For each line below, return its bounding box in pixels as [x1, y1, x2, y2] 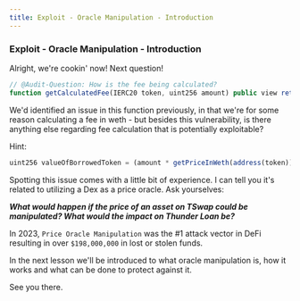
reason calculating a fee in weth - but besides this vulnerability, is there [9, 113, 272, 125]
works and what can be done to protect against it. [9, 264, 192, 275]
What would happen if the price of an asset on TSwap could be [9, 201, 248, 212]
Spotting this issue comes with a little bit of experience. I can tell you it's [9, 174, 275, 185]
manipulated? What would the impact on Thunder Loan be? [9, 211, 235, 222]
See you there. [9, 281, 63, 292]
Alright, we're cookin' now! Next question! [9, 63, 163, 73]
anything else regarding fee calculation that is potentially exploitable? [9, 123, 264, 134]
